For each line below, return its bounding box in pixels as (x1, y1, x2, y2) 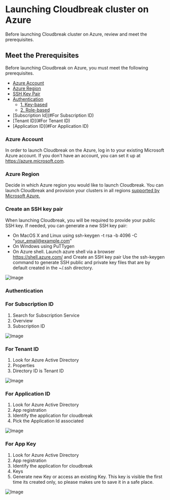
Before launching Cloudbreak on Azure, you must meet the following (5, 64, 149, 70)
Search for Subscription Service (12, 312, 80, 318)
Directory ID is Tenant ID (12, 368, 64, 374)
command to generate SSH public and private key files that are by (12, 259, 151, 265)
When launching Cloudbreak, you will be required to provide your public (5, 217, 156, 223)
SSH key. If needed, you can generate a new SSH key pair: (5, 222, 128, 229)
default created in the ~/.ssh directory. (12, 265, 93, 271)
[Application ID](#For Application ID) (12, 123, 89, 129)
